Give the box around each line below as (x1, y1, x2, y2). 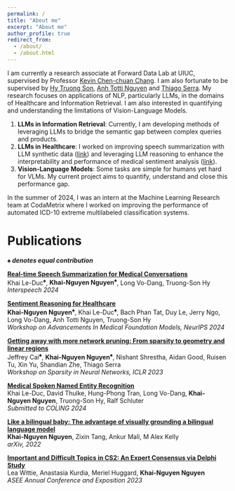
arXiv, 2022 (7, 440, 41, 448)
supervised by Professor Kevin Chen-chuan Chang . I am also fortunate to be (7, 76, 228, 84)
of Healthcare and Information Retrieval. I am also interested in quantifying (7, 98, 222, 107)
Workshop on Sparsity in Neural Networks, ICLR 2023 (7, 367, 163, 376)
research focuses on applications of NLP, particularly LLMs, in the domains (7, 91, 224, 99)
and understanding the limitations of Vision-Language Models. (7, 106, 188, 115)
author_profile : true (7, 30, 71, 37)
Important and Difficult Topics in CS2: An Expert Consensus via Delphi (7, 453, 217, 461)
